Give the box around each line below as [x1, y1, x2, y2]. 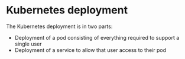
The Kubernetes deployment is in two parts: [6, 23, 113, 30]
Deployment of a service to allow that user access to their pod [14, 46, 167, 53]
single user [14, 40, 43, 47]
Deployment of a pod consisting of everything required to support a [14, 34, 180, 41]
